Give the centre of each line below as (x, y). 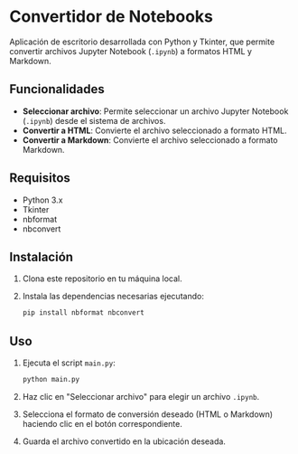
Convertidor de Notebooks (112, 17)
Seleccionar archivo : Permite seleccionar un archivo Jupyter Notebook (155, 111)
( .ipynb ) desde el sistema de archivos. (94, 120)
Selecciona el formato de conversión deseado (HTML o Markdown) (148, 414)
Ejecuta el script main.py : (69, 363)
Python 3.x (42, 200)
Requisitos (40, 178)
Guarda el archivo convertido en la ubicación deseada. (124, 441)
